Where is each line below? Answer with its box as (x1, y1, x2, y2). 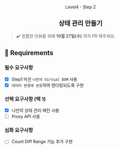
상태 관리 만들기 (58, 19, 103, 28)
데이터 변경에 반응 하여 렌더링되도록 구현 (11, 82, 84, 88)
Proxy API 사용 (11, 113, 40, 119)
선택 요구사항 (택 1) (4, 95, 46, 102)
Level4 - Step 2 (65, 4, 96, 10)
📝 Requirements (4, 49, 53, 57)
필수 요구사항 (4, 64, 33, 71)
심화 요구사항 (4, 127, 33, 134)
